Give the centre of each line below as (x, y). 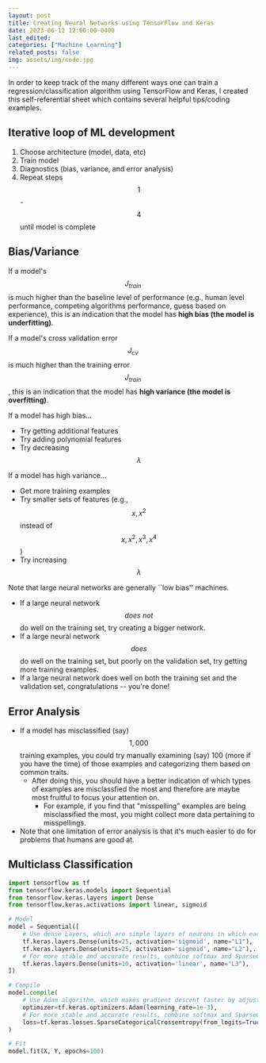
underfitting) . (31, 323)
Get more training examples (65, 491)
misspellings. (65, 823)
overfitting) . (28, 400)
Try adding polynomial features (70, 439)
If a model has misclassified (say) (74, 730)
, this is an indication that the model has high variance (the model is (120, 391)
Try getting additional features (69, 430)
